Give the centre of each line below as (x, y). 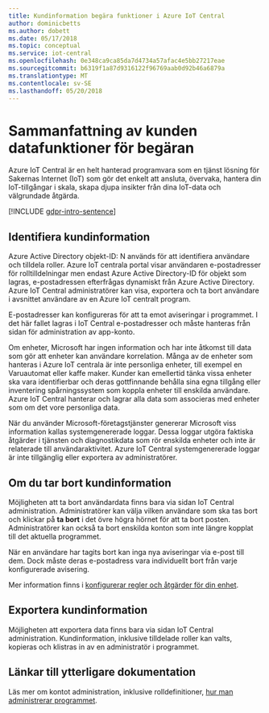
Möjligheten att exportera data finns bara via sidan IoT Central (111, 629)
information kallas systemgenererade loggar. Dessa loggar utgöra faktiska (131, 432)
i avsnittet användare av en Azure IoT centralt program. (99, 299)
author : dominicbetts (45, 23)
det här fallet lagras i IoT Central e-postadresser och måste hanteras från (130, 323)
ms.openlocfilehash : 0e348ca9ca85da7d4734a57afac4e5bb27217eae (117, 61)
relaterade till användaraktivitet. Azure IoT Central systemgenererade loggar (134, 449)
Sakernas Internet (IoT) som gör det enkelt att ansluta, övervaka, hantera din (135, 179)
